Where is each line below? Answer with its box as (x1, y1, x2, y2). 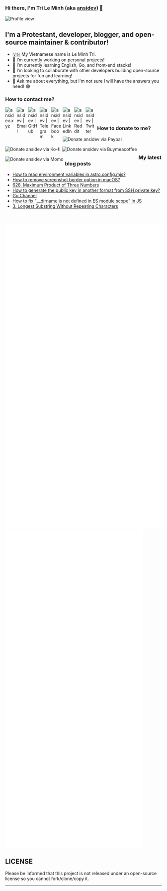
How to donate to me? (97, 125, 151, 132)
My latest (138, 154, 162, 161)
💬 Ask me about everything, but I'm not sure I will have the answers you (12, 78, 159, 84)
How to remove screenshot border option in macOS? (12, 177, 120, 182)
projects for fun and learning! (12, 73, 73, 79)
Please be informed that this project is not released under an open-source (5, 871, 157, 877)
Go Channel (12, 193, 37, 198)
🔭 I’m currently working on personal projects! (12, 57, 105, 63)
